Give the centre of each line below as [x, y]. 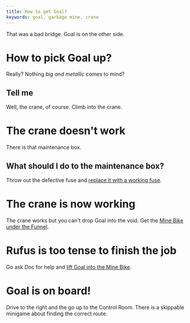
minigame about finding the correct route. [57, 314]
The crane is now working [71, 204]
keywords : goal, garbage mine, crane [53, 17]
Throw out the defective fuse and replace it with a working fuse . [84, 180]
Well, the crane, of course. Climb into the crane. [64, 107]
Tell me [20, 93]
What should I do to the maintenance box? [85, 166]
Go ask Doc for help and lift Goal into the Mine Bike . [69, 267]
